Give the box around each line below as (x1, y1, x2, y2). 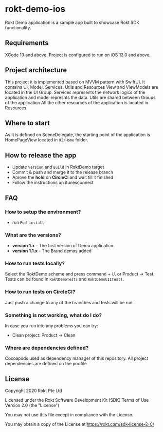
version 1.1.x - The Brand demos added (12, 248, 91, 254)
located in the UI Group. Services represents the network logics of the (5, 89, 145, 95)
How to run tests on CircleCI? (5, 289, 75, 295)
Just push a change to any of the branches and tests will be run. (5, 299, 134, 305)
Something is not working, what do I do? (5, 312, 102, 318)
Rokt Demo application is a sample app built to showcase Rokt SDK (5, 20, 140, 25)
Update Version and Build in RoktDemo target (12, 164, 105, 170)
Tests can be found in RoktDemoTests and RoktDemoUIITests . (5, 276, 124, 282)
